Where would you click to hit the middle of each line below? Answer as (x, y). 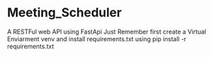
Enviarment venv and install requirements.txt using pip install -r (97, 38)
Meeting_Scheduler (64, 13)
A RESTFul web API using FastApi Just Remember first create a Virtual (107, 32)
